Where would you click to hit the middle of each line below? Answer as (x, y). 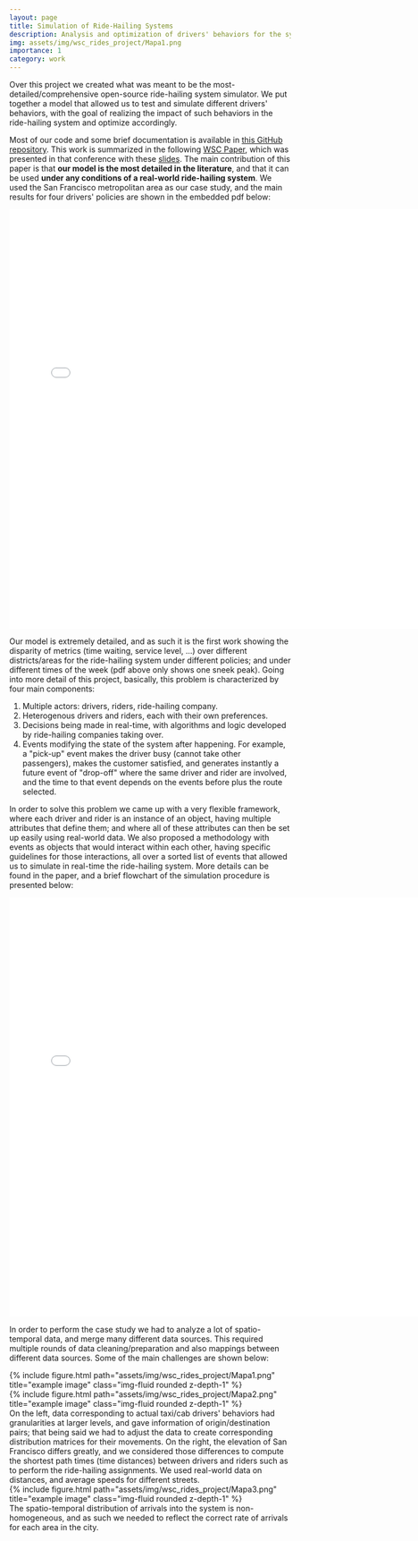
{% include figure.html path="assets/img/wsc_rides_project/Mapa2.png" (143, 1394)
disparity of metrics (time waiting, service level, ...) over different (128, 651)
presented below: (42, 885)
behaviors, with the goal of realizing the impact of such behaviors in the (141, 113)
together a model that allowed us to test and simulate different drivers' (138, 103)
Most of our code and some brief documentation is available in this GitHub (146, 140)
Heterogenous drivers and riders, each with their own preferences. (145, 715)
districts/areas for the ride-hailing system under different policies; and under (150, 660)
